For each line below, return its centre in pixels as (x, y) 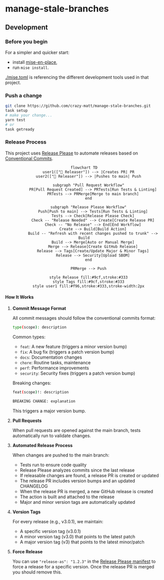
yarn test (15, 120)
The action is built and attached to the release (67, 497)
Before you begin (26, 42)
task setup (16, 111)
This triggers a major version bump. (49, 411)
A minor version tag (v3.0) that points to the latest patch (77, 536)
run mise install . (30, 67)
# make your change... (29, 115)
